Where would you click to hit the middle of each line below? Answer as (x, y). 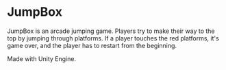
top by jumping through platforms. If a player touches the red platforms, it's (113, 38)
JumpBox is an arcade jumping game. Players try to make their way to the (111, 31)
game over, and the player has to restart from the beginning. (92, 45)
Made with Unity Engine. (42, 58)
